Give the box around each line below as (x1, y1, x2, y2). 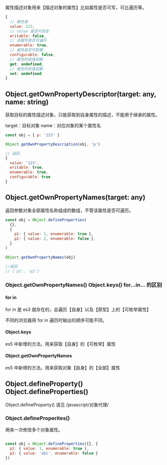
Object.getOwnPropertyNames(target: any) (5, 193, 145, 202)
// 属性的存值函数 (10, 66, 43, 71)
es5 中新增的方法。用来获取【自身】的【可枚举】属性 (5, 341, 116, 347)
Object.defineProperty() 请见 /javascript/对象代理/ (5, 402, 109, 408)
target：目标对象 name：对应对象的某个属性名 (5, 123, 101, 129)
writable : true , (10, 165, 44, 170)
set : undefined (10, 71, 42, 76)
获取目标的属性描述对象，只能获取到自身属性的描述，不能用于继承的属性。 (5, 112, 160, 118)
